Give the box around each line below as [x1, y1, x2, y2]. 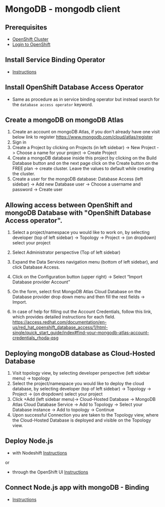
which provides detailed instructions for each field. [12, 314, 116, 320]
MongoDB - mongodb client [5, 3, 121, 15]
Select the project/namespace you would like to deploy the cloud [12, 381, 144, 387]
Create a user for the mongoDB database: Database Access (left [12, 176, 143, 182]
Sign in [12, 139, 27, 145]
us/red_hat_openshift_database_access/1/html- [12, 324, 108, 330]
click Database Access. [12, 264, 60, 270]
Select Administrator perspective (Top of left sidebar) [12, 249, 121, 255]
